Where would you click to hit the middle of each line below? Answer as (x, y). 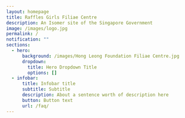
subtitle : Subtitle (46, 89)
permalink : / (22, 34)
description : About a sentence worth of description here (95, 95)
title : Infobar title (49, 84)
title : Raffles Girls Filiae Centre (51, 17)
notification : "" (28, 39)
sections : (18, 45)
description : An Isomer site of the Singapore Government (79, 23)
